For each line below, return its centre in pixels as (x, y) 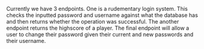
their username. (26, 41)
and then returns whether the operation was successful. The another (93, 21)
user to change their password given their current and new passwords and (100, 34)
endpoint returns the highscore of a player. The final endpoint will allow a (98, 28)
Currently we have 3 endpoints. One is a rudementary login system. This (97, 9)
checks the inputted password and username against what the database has (102, 15)
